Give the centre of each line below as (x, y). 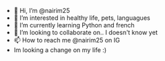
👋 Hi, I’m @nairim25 (42, 11)
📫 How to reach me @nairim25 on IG (67, 40)
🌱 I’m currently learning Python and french (74, 25)
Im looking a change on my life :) (60, 50)
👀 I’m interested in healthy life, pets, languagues (82, 18)
